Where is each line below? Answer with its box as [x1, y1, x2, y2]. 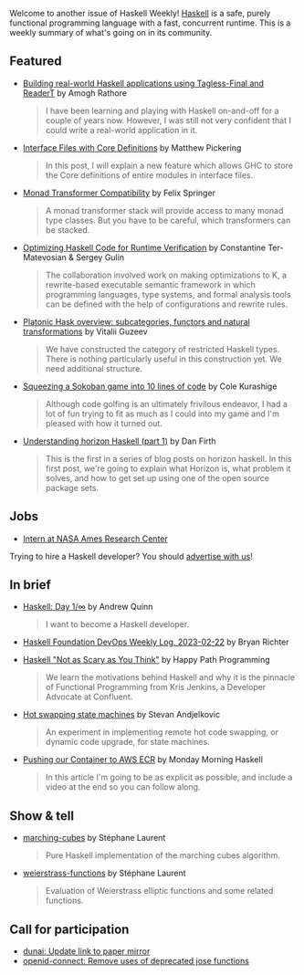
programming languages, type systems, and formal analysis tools [45, 288, 291, 299]
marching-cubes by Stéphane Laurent [22, 833, 166, 844]
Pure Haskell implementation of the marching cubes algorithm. [45, 850, 281, 861]
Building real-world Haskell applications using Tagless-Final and [22, 78, 265, 89]
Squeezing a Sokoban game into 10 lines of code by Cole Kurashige [22, 381, 278, 392]
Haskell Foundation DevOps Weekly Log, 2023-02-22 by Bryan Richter [22, 636, 289, 647]
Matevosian [22, 251, 67, 263]
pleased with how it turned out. [45, 417, 162, 428]
